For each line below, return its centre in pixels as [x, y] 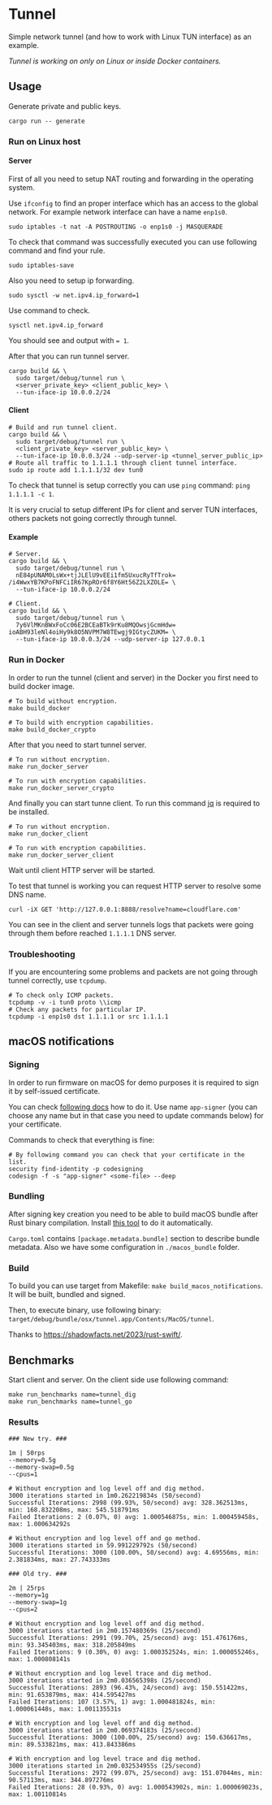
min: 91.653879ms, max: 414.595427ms [72, 1695]
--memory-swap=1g [38, 1603]
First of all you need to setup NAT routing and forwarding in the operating [131, 179]
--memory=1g [28, 1595]
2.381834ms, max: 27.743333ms [60, 1560]
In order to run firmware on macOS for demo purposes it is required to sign [134, 1083]
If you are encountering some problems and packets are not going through [133, 971]
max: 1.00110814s [38, 1794]
